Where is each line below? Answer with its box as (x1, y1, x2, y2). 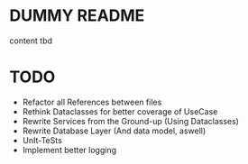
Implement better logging (22, 144, 117, 155)
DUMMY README (9, 5, 145, 26)
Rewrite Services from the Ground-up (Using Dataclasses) (22, 115, 239, 126)
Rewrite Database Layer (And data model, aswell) (22, 125, 207, 136)
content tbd (9, 35, 52, 46)
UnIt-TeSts (22, 134, 63, 145)
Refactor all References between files (22, 96, 162, 107)
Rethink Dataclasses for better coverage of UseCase (22, 105, 218, 117)
